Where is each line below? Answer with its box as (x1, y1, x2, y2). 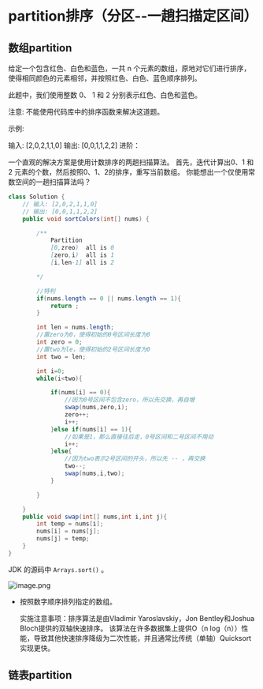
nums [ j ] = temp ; (36, 535, 90, 543)
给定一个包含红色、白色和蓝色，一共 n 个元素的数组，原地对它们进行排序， (8, 64, 251, 73)
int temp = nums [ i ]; (36, 520, 104, 528)
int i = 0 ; (36, 367, 65, 375)
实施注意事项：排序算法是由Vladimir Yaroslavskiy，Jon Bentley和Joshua (19, 613, 255, 623)
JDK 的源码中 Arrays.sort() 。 (8, 564, 109, 574)
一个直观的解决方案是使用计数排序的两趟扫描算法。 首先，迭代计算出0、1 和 (8, 157, 254, 167)
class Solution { (8, 193, 65, 201)
